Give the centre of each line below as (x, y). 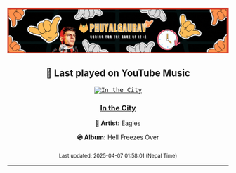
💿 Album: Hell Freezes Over (118, 137)
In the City (118, 108)
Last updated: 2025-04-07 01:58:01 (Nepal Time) (118, 155)
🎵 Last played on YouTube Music (118, 73)
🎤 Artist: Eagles (118, 123)
